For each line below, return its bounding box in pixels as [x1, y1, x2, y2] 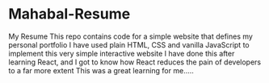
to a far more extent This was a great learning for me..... [8, 65, 194, 75]
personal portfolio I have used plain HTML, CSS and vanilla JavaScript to [8, 39, 250, 49]
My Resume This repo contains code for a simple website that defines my [8, 31, 253, 41]
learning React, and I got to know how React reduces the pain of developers [8, 57, 261, 67]
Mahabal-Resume [8, 5, 131, 23]
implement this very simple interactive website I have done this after [8, 48, 235, 58]
